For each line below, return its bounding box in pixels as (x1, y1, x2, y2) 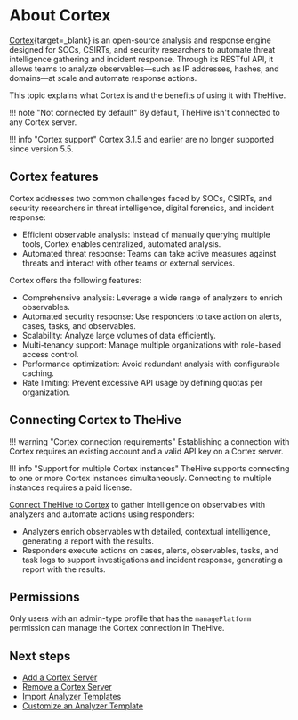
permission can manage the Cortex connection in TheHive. (9, 623, 225, 634)
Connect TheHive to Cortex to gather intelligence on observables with (9, 499, 266, 510)
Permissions (9, 589, 80, 604)
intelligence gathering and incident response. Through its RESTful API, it (9, 53, 274, 64)
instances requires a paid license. (9, 482, 133, 493)
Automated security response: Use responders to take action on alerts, (21, 311, 283, 322)
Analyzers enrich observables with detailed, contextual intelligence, (21, 526, 270, 536)
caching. (21, 367, 55, 379)
